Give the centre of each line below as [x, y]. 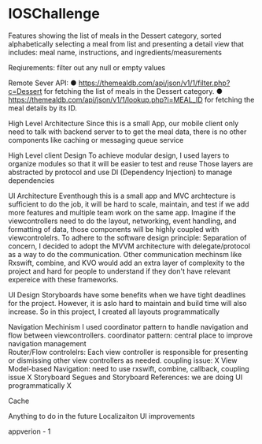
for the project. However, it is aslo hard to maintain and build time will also [127, 303]
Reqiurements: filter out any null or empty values [87, 67]
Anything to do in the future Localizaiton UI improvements [101, 416]
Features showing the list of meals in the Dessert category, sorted [115, 35]
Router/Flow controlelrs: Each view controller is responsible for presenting [128, 352]
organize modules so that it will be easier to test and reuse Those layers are [131, 163]
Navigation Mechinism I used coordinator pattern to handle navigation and [128, 326]
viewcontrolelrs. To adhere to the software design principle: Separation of [127, 237]
